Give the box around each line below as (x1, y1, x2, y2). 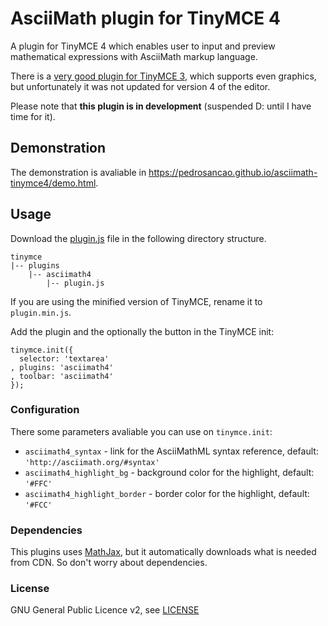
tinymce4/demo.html (10, 177, 97, 189)
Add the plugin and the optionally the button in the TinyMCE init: (10, 325, 275, 337)
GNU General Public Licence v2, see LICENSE (10, 604, 200, 616)
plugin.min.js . (10, 306, 72, 318)
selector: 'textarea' (19, 353, 110, 364)
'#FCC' (24, 500, 53, 510)
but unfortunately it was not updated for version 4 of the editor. (10, 80, 271, 92)
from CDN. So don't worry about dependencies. (10, 557, 208, 569)
